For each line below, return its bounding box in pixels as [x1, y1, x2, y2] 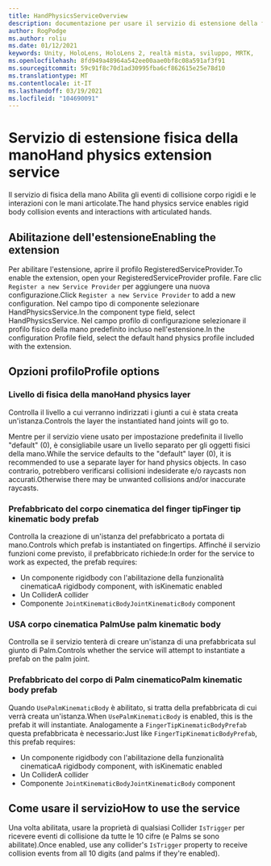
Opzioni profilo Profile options [8, 364, 160, 379]
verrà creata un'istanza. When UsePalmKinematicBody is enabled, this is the [8, 711, 253, 721]
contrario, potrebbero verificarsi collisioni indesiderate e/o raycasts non [8, 465, 247, 476]
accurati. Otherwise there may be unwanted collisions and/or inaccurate [8, 474, 246, 484]
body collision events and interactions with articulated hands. [8, 207, 212, 217]
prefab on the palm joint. [8, 654, 90, 664]
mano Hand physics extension [8, 146, 212, 164]
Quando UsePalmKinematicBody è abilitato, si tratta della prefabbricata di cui [8, 702, 257, 712]
